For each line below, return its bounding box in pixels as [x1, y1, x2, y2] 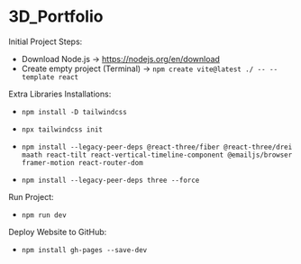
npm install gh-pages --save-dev [21, 245, 148, 254]
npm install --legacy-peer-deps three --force [21, 176, 200, 185]
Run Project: [8, 191, 55, 202]
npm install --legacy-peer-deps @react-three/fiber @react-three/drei [21, 142, 293, 151]
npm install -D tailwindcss [21, 107, 127, 116]
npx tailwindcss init [21, 124, 103, 134]
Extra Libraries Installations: [8, 88, 112, 99]
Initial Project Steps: [8, 36, 83, 47]
